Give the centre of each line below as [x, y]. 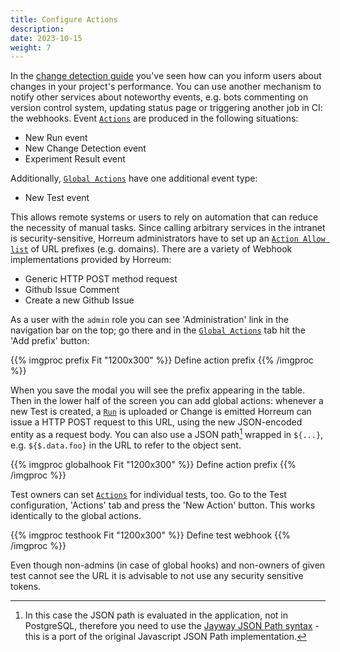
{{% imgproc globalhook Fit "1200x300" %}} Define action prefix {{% [153, 464]
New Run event [56, 138]
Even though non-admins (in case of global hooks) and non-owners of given [168, 565]
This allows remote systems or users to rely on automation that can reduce [164, 217]
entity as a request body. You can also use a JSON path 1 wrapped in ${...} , [167, 433]
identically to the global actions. [76, 515]
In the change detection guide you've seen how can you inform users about [166, 76]
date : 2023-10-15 [46, 38]
